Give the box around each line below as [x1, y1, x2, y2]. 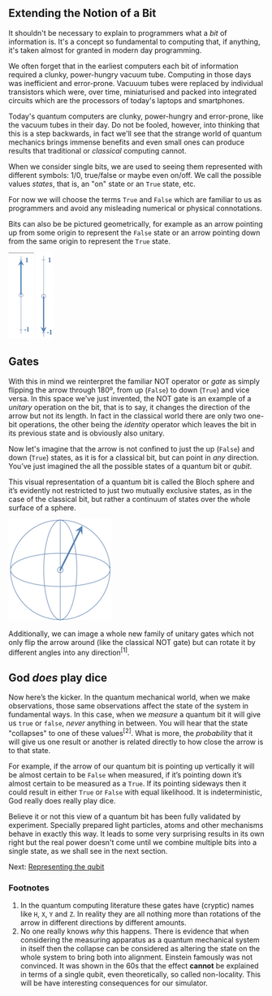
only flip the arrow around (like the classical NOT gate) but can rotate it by [8, 637, 256, 647]
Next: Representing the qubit [8, 861, 105, 872]
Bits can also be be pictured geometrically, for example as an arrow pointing [8, 219, 264, 228]
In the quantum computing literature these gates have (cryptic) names [19, 901, 254, 911]
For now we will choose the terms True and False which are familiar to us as [8, 194, 262, 204]
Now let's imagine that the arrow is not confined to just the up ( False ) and [8, 444, 255, 453]
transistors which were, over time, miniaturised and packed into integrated [8, 87, 257, 97]
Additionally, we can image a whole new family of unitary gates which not [8, 629, 254, 639]
